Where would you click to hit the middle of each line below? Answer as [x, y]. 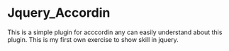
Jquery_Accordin [59, 13]
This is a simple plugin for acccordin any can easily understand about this [115, 32]
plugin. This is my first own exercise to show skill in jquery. [93, 39]
